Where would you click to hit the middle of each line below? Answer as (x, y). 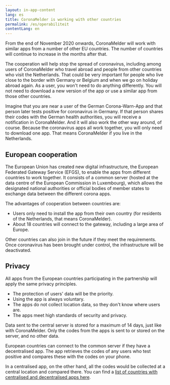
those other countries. (28, 97)
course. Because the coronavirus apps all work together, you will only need (84, 128)
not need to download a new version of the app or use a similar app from (81, 91)
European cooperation (41, 155)
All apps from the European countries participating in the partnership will (81, 278)
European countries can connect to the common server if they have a (78, 345)
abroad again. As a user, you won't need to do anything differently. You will (83, 86)
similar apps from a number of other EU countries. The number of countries (84, 49)
